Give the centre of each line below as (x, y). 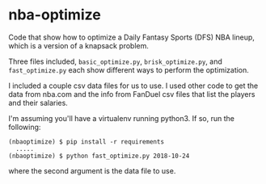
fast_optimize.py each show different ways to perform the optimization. (129, 69)
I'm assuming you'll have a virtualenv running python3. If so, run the (121, 118)
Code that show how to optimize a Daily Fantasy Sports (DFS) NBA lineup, (131, 37)
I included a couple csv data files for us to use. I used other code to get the (133, 86)
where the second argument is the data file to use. (92, 170)
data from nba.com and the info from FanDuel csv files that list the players (132, 94)
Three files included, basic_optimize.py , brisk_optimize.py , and (115, 61)
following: (25, 127)
